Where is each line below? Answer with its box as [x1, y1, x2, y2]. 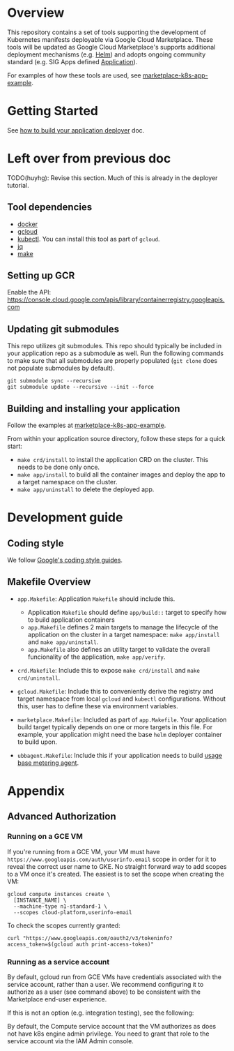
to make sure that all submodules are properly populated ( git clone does [7, 357, 218, 365]
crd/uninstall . [17, 673, 61, 682]
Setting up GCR [7, 270, 75, 282]
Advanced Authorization [7, 811, 116, 823]
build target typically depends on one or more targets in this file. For [17, 722, 213, 731]
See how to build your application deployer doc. [7, 126, 145, 134]
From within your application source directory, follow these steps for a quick [7, 435, 226, 443]
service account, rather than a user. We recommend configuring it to [7, 981, 204, 989]
